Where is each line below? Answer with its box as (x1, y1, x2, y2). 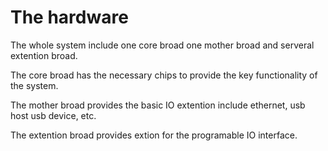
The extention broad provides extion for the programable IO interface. (10, 129, 298, 141)
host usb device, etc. (10, 109, 97, 121)
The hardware (10, 6, 129, 29)
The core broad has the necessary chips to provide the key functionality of (10, 69, 318, 81)
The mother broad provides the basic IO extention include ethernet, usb (10, 99, 306, 111)
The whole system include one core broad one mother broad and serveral (10, 39, 315, 51)
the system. (10, 79, 59, 91)
